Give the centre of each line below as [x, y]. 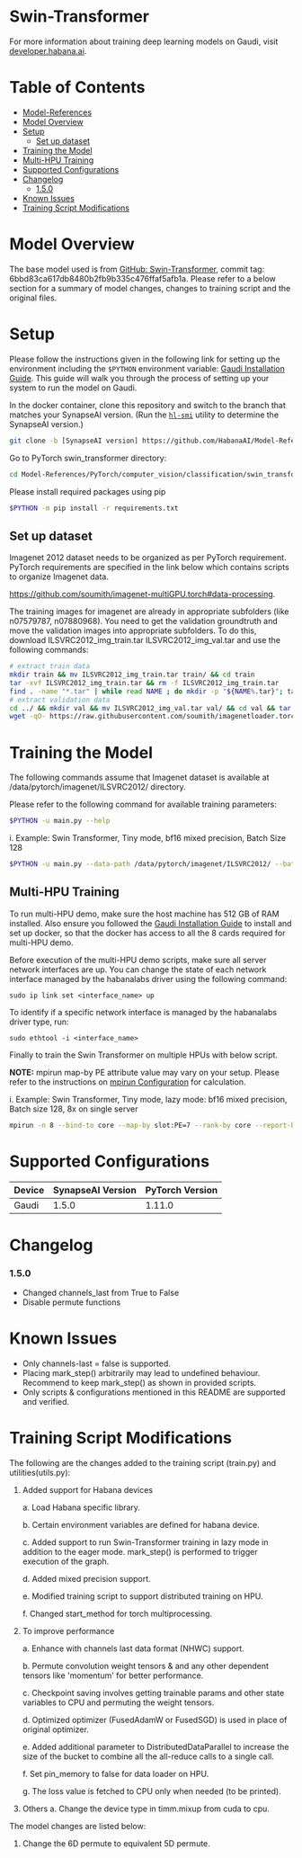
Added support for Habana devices [88, 1489]
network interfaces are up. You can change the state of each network [138, 969]
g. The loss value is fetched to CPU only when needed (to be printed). [151, 1791]
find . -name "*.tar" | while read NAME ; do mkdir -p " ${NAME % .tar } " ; [147, 691]
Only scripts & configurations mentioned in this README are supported [154, 1392]
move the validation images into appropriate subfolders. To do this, [133, 630]
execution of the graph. [66, 1561]
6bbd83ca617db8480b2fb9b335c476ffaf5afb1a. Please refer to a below [143, 278]
